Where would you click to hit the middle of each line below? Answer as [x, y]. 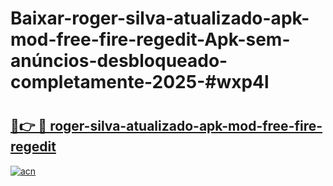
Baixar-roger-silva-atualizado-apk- [160, 18]
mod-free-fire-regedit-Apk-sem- [150, 39]
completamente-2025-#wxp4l [140, 82]
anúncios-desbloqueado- [119, 61]
